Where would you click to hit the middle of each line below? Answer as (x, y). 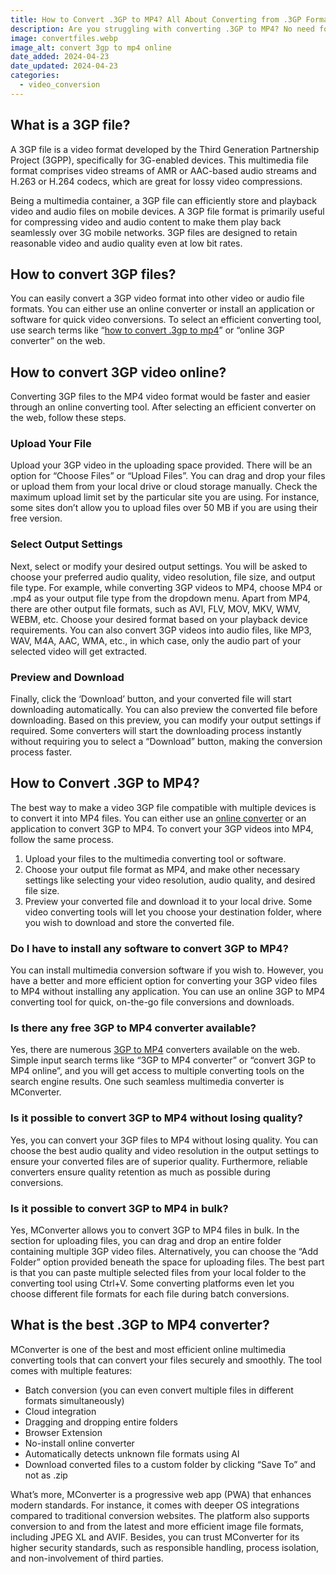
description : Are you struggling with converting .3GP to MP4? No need (162, 29)
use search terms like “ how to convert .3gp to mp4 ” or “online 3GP (147, 330)
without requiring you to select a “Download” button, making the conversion (166, 742)
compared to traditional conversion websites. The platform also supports (160, 1515)
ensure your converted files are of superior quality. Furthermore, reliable (159, 1161)
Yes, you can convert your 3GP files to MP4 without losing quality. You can (164, 1140)
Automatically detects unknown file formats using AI (132, 1453)
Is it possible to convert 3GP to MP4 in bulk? (119, 1208)
